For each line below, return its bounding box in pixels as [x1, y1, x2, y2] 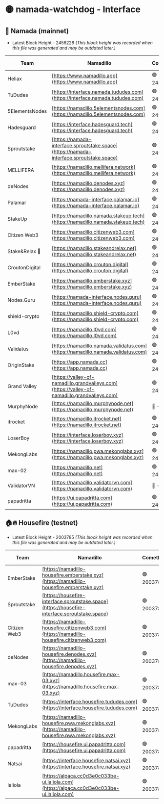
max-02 [7, 467, 27, 474]
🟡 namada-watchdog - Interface [5, 4, 141, 15]
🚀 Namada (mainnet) [5, 26, 69, 35]
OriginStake [7, 362, 35, 368]
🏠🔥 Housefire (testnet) [5, 519, 78, 527]
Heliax [7, 75, 22, 82]
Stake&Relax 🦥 [7, 248, 41, 255]
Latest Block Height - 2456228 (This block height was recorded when [12, 40, 153, 46]
